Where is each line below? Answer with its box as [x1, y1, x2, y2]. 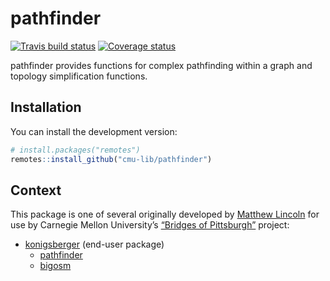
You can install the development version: [10, 125, 178, 137]
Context [10, 182, 62, 199]
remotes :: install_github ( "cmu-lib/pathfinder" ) [10, 154, 213, 164]
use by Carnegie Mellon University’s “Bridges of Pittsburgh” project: [10, 219, 290, 231]
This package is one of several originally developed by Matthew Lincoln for [10, 208, 320, 221]
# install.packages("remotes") [10, 145, 141, 155]
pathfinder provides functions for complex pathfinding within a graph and [10, 59, 313, 71]
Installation [10, 99, 82, 116]
